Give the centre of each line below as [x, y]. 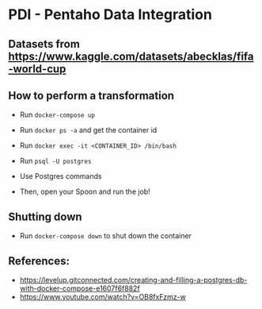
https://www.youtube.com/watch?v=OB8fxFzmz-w [103, 297]
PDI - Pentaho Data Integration [110, 15]
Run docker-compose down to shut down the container [106, 236]
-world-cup [37, 69]
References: [39, 261]
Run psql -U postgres [55, 161]
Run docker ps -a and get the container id [88, 130]
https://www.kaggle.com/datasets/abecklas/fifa [131, 56]
